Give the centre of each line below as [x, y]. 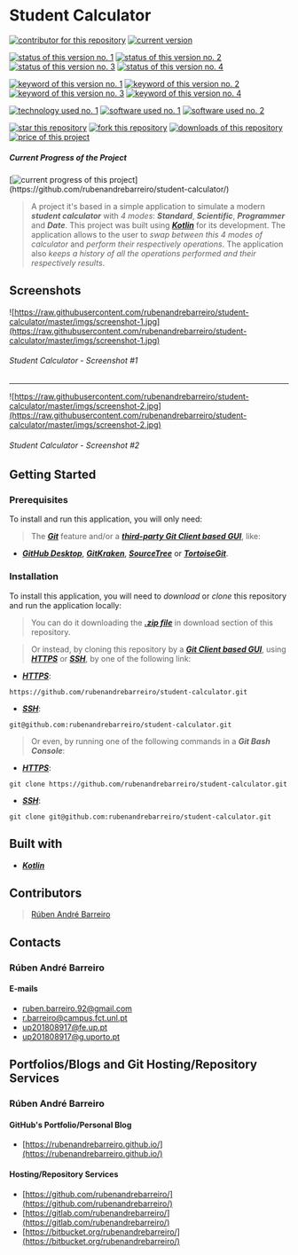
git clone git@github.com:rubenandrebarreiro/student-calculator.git [141, 817]
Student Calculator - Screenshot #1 [74, 361]
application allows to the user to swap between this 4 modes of [147, 234]
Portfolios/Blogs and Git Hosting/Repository [133, 1065]
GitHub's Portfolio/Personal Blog [71, 1125]
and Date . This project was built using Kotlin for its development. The [158, 225]
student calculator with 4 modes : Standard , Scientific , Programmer [158, 216]
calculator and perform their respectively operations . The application [157, 244]
